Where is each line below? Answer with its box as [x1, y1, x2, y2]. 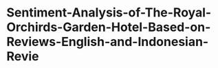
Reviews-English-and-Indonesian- [6, 34, 209, 49]
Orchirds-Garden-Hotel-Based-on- [6, 19, 211, 35]
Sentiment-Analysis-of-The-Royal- [6, 5, 212, 21]
